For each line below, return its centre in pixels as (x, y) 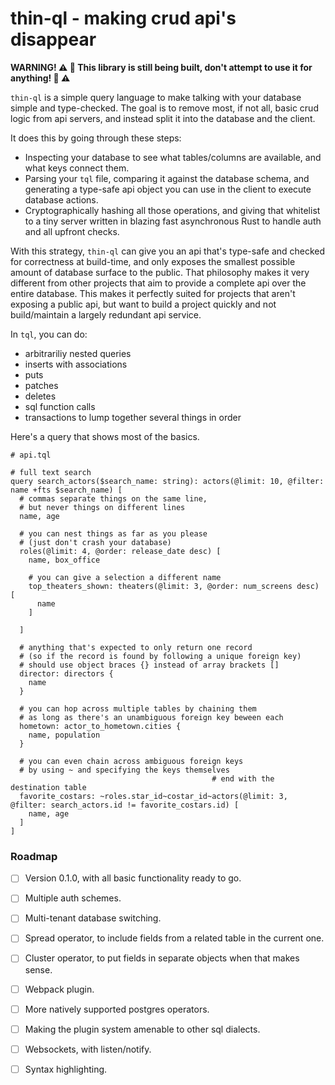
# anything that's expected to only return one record (136, 647)
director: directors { (66, 673)
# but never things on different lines (102, 507)
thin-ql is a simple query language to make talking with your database (156, 97)
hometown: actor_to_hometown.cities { (100, 726)
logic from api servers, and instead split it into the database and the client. (163, 118)
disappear (53, 39)
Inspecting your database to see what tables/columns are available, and (173, 157)
